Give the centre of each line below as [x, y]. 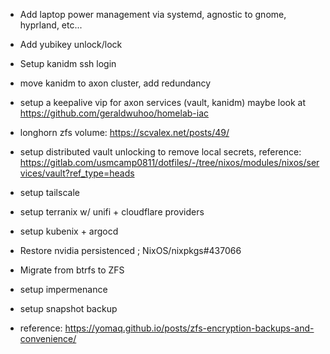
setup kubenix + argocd [69, 231]
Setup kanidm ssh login [68, 63]
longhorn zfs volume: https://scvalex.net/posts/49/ [124, 132]
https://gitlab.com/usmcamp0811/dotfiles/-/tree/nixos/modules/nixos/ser [169, 162]
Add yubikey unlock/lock [71, 44]
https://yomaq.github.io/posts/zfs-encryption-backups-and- [189, 328]
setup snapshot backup [68, 308]
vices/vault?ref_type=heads [77, 173]
